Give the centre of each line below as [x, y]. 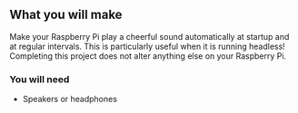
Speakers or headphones [70, 99]
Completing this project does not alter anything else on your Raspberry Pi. [148, 56]
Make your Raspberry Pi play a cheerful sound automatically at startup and [149, 36]
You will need [40, 79]
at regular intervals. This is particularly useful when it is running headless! [148, 46]
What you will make [66, 15]
